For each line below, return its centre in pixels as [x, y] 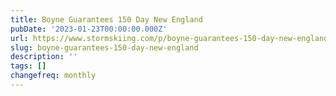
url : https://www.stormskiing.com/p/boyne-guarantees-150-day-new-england [169, 38]
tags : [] [28, 66]
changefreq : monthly [53, 76]
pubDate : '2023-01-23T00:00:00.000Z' [89, 29]
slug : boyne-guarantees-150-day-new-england [104, 47]
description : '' [44, 57]
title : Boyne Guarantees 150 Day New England [106, 19]
